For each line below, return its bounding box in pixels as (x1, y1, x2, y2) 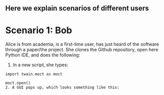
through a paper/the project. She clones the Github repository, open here (5, 47, 159, 53)
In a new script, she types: (12, 62, 69, 68)
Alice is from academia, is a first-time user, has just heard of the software (5, 41, 159, 47)
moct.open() (5, 81, 31, 86)
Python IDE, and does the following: (5, 52, 80, 58)
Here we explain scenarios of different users (5, 4, 149, 13)
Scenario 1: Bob (5, 24, 72, 36)
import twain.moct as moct (5, 72, 63, 77)
